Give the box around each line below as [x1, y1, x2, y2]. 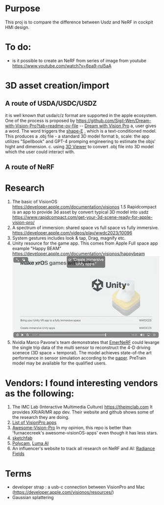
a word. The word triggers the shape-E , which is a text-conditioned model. [5, 128, 157, 134]
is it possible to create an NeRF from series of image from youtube [12, 57, 147, 64]
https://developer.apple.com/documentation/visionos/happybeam [12, 251, 145, 257]
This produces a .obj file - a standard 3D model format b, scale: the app [5, 133, 150, 139]
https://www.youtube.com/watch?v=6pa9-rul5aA [12, 63, 112, 69]
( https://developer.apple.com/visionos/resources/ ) [12, 489, 114, 495]
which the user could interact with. [5, 149, 75, 155]
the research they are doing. [12, 414, 70, 420]
